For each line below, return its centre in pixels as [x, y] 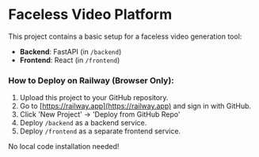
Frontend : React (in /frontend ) [70, 60]
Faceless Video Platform [90, 15]
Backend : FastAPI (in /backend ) [70, 51]
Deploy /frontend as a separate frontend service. [100, 131]
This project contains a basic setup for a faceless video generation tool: [125, 36]
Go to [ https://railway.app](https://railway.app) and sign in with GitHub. [135, 106]
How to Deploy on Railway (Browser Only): [91, 80]
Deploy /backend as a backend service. [83, 123]
